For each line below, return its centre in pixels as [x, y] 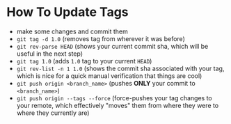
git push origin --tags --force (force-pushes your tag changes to [114, 98]
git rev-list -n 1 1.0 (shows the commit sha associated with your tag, [120, 68]
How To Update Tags [68, 12]
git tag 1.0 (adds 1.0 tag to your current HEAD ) [84, 61]
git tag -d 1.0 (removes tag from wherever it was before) [101, 38]
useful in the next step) [50, 54]
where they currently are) [53, 113]
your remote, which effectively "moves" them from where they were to [118, 105]
